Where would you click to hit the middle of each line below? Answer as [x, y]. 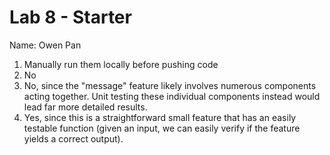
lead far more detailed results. [85, 107]
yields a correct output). [73, 138]
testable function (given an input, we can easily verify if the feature [162, 128]
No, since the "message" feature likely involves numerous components [170, 85]
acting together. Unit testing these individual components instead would [172, 96]
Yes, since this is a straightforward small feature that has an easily [160, 117]
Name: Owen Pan [45, 45]
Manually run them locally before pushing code [121, 64]
